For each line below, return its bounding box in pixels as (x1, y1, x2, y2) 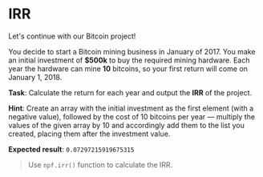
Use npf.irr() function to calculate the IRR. (27, 159, 173, 169)
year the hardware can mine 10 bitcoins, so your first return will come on (8, 63, 249, 73)
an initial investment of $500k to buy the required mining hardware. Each (8, 55, 250, 65)
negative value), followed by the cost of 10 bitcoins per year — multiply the (8, 111, 255, 121)
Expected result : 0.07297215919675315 (8, 144, 135, 154)
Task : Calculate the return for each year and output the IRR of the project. (8, 87, 253, 97)
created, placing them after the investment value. (8, 129, 171, 139)
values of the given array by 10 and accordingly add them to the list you (8, 120, 245, 130)
